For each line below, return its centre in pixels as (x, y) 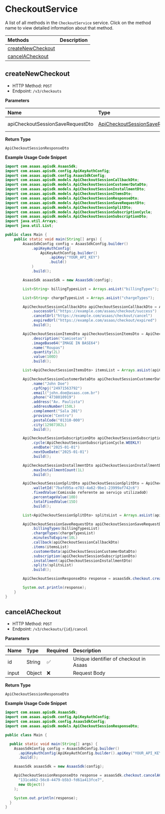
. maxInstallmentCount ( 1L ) (58, 470)
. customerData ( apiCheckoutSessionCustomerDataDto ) (84, 551)
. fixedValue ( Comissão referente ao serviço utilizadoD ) (90, 493)
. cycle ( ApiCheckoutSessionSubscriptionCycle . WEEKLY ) (86, 443)
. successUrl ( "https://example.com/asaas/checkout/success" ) (94, 311)
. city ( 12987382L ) (49, 425)
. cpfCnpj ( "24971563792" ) (57, 388)
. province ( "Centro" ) (52, 416)
